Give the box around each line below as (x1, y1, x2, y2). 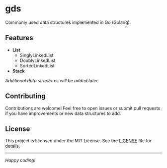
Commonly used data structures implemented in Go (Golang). (5, 19, 131, 25)
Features (5, 34, 33, 42)
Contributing (5, 92, 46, 101)
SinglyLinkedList (19, 52, 54, 58)
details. (5, 143, 20, 149)
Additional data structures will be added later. (5, 77, 99, 83)
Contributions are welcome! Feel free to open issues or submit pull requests (5, 105, 161, 111)
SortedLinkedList (19, 62, 55, 68)
